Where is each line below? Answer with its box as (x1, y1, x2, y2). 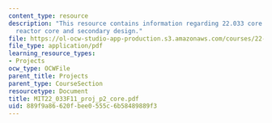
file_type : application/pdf (8, 42, 104, 50)
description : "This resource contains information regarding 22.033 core (8, 19, 263, 28)
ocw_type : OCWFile (8, 65, 70, 73)
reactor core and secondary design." (15, 27, 143, 35)
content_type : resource (8, 11, 89, 20)
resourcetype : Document (8, 87, 89, 95)
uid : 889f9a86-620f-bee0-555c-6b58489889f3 (8, 102, 158, 110)
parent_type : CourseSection (8, 79, 104, 87)
